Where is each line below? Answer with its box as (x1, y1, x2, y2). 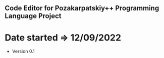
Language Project (5, 12, 62, 20)
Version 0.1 (12, 48, 35, 54)
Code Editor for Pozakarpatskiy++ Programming (5, 4, 159, 12)
